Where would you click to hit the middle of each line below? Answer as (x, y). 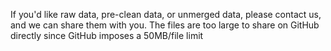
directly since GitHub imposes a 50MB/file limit (107, 35)
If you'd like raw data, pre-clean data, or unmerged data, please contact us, (166, 14)
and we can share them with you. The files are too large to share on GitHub (165, 25)
